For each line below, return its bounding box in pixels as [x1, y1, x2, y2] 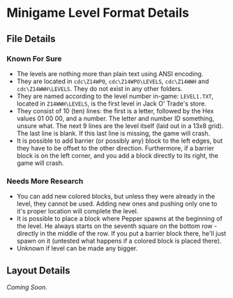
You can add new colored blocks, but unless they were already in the [16, 192, 216, 201]
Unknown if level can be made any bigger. [16, 244, 138, 253]
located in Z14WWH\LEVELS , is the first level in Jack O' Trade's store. [16, 99, 206, 108]
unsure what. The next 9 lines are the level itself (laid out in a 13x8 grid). [16, 121, 224, 130]
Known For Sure [6, 54, 62, 64]
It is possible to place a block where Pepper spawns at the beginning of [16, 215, 223, 223]
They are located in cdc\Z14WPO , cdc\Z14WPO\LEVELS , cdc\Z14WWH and [16, 77, 209, 85]
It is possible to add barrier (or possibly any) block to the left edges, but [16, 136, 223, 145]
